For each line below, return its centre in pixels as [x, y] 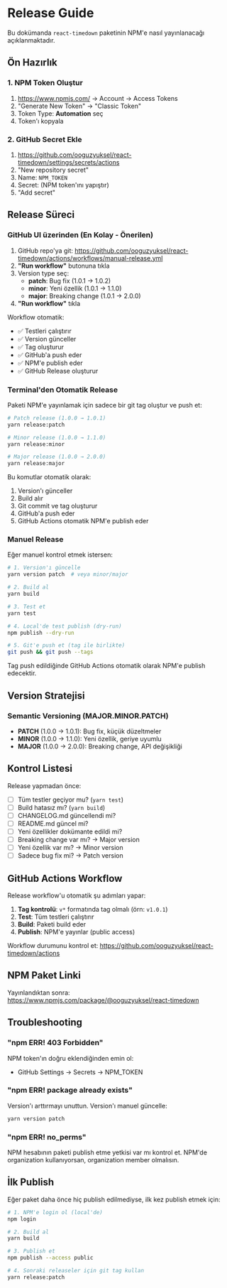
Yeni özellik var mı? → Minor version [70, 848]
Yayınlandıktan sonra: [39, 993]
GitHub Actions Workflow [65, 878]
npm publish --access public [50, 1258]
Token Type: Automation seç [60, 113]
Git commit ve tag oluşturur [57, 506]
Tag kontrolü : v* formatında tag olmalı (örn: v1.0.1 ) [93, 910]
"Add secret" [36, 192]
